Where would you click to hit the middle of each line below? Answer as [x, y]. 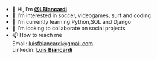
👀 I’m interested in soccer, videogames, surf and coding [81, 15]
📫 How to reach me [37, 35]
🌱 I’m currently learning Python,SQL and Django [72, 22]
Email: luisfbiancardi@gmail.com [53, 44]
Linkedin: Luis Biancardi [42, 50]
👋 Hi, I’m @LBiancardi [40, 9]
